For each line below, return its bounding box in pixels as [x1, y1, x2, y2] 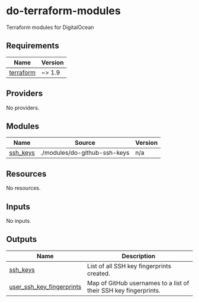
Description [121, 252, 156, 260]
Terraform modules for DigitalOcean [6, 24, 94, 31]
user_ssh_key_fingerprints [9, 282, 82, 291]
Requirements [6, 41, 59, 51]
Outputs [6, 235, 37, 245]
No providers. [6, 104, 40, 111]
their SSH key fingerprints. [86, 286, 161, 294]
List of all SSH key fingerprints [86, 262, 172, 270]
